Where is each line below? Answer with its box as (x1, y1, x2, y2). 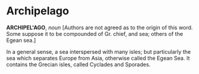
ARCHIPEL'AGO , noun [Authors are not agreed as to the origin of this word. (6, 24, 193, 31)
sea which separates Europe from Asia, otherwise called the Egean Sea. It (6, 54, 190, 61)
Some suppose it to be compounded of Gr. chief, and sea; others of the (6, 30, 183, 37)
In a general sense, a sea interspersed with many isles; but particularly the (6, 48, 191, 55)
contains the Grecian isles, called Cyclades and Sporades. (6, 61, 151, 68)
